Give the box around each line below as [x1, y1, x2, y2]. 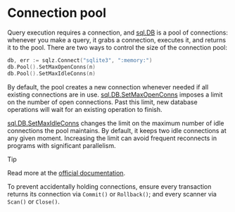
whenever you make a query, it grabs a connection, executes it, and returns [7, 35, 227, 44]
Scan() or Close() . [7, 197, 60, 206]
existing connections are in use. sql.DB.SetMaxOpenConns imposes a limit [7, 90, 223, 99]
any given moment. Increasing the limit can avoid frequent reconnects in [7, 134, 217, 142]
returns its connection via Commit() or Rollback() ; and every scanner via [7, 189, 217, 198]
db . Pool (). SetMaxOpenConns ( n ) [7, 63, 96, 70]
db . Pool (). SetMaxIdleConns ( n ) [7, 70, 96, 77]
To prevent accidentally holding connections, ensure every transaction [7, 182, 212, 191]
